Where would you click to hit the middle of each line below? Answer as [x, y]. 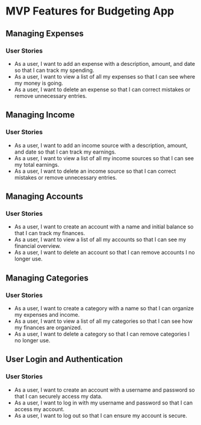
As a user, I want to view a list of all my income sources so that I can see [104, 158]
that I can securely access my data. [58, 396]
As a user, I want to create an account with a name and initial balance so [104, 227]
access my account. [39, 409]
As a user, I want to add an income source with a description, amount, [101, 145]
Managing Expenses [45, 34]
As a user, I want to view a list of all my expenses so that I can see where [105, 76]
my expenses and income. [47, 314]
